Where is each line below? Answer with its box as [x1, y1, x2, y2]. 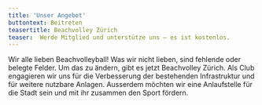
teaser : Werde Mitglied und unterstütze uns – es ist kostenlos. [8, 33, 231, 42]
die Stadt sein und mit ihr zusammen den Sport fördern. [8, 88, 189, 98]
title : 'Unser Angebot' [8, 11, 87, 20]
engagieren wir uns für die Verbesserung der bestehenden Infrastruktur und [8, 71, 255, 81]
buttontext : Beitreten [8, 19, 83, 27]
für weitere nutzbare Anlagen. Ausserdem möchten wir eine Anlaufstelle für [8, 80, 253, 89]
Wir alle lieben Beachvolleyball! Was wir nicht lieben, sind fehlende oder [8, 55, 242, 64]
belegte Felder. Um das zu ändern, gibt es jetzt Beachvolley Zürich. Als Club [8, 63, 255, 73]
